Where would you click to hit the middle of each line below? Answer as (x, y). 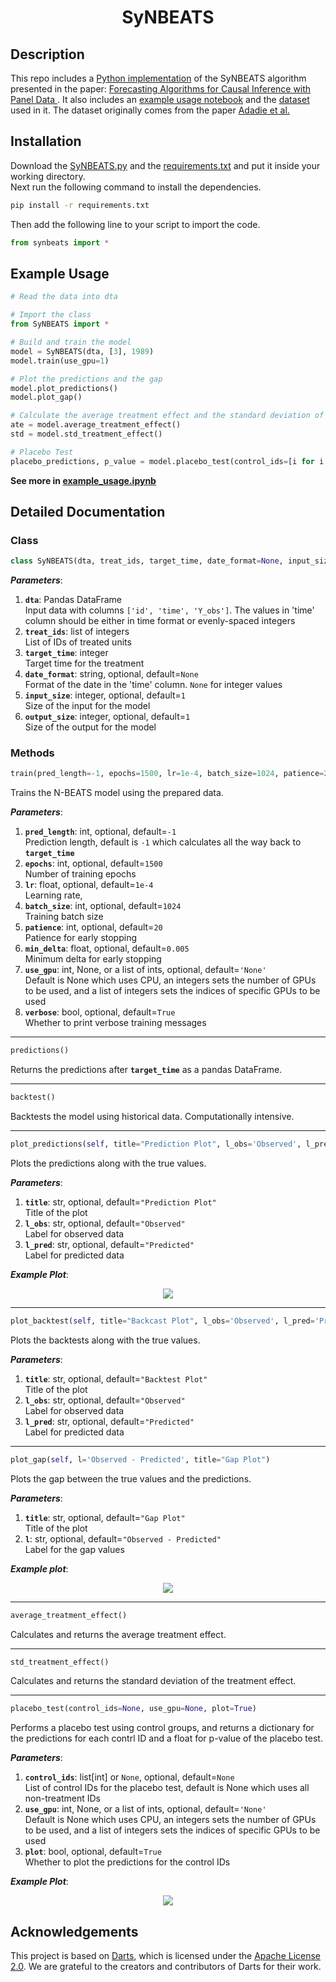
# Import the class (51, 315)
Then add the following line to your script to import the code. (135, 224)
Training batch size (64, 917)
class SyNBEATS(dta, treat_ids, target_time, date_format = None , (147, 561)
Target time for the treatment (84, 663)
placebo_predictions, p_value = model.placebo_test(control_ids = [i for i (167, 461)
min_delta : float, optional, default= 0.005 (107, 948)
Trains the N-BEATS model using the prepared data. (117, 793)
